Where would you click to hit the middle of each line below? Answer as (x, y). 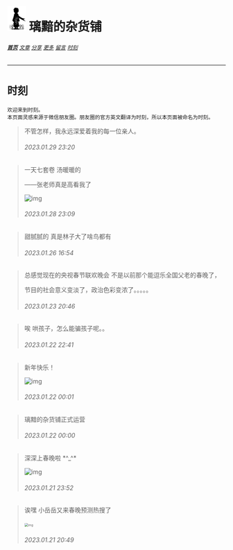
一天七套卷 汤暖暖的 (52, 169)
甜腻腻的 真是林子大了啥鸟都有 (68, 236)
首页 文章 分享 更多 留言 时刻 (43, 47)
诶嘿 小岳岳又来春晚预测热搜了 (68, 510)
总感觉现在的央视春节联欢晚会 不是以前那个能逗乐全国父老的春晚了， (122, 275)
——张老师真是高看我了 (58, 184)
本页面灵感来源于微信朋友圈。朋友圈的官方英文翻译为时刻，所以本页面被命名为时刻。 (110, 117)
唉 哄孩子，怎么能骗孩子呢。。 (66, 329)
